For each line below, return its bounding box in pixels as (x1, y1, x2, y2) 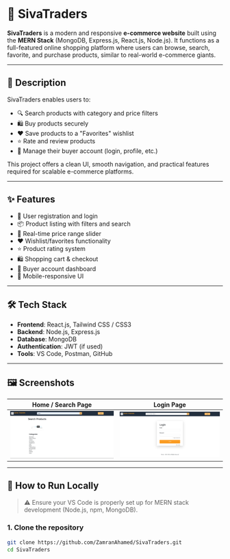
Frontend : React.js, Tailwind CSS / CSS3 (16, 320, 131, 329)
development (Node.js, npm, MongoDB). (23, 506, 138, 514)
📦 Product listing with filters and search (16, 219, 131, 228)
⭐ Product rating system (16, 244, 86, 252)
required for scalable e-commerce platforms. (7, 167, 134, 176)
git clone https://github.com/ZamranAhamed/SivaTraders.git (7, 539, 183, 546)
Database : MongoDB (16, 335, 77, 344)
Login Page (153, 401, 186, 409)
